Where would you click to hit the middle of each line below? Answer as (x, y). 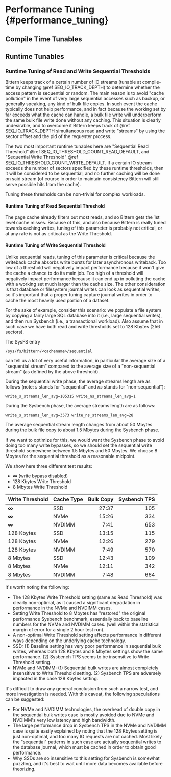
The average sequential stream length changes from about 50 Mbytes (79, 424)
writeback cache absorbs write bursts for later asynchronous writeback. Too (86, 262)
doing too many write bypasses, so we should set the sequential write (79, 445)
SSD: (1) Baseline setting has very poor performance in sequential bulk (87, 646)
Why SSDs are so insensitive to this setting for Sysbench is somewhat (86, 758)
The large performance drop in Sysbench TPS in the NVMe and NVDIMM (89, 725)
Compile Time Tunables (44, 39)
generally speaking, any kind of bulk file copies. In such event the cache (81, 104)
